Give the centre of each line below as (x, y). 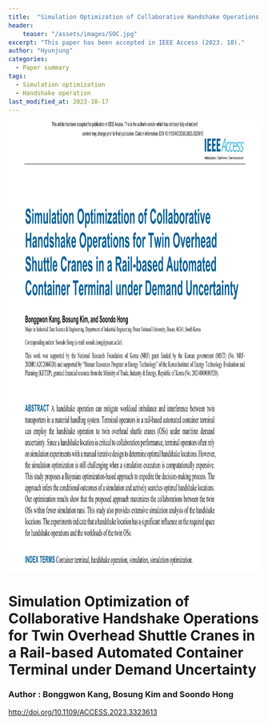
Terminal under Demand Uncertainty (132, 669)
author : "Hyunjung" (41, 51)
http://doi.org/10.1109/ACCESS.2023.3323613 (83, 712)
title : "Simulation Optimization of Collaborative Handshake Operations (134, 17)
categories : (28, 59)
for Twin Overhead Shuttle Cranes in (132, 636)
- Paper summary (42, 68)
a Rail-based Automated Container (126, 652)
